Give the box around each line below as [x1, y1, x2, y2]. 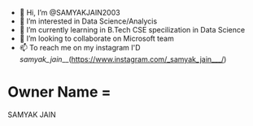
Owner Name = [7, 83, 111, 102]
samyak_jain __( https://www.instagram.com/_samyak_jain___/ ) [19, 54, 227, 64]
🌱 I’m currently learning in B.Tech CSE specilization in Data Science [19, 25, 246, 34]
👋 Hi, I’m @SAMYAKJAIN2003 [19, 8, 120, 17]
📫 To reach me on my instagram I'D [19, 43, 141, 52]
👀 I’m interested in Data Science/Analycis [19, 16, 158, 26]
